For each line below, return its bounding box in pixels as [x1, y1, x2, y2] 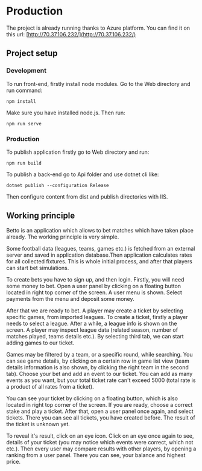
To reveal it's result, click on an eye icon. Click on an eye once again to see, [6, 432, 194, 440]
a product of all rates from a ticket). [6, 383, 95, 390]
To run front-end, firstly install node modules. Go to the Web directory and [6, 80, 191, 87]
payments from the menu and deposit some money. [6, 295, 134, 302]
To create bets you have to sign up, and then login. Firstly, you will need [6, 275, 185, 283]
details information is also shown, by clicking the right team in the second [6, 363, 189, 371]
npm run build [6, 160, 42, 166]
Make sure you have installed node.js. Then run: [6, 109, 125, 116]
